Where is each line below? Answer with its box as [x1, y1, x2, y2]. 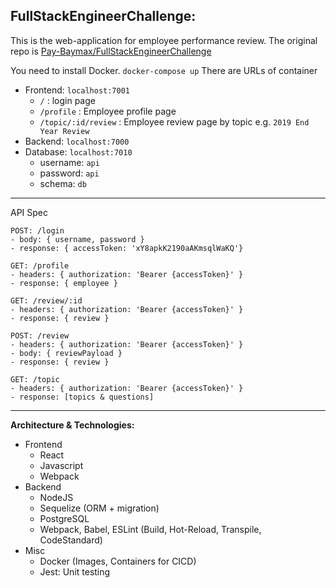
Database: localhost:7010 [24, 145, 133, 158]
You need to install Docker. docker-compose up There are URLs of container [10, 64, 318, 76]
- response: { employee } [10, 278, 118, 288]
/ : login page [39, 94, 96, 106]
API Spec [10, 206, 49, 218]
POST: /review [10, 330, 70, 341]
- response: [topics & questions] [10, 392, 155, 402]
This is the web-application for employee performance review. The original [10, 34, 318, 46]
